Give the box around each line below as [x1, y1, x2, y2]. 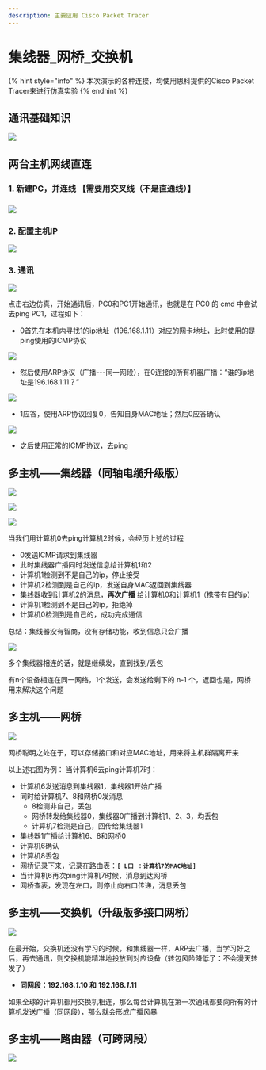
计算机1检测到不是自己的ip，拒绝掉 [19, 600, 133, 610]
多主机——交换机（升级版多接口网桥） [8, 906, 196, 919]
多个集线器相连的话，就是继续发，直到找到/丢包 [8, 659, 164, 668]
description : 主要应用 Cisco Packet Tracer [8, 11, 149, 20]
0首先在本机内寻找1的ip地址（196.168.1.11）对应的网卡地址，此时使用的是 [19, 326, 256, 335]
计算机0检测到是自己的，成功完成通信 [19, 610, 142, 619]
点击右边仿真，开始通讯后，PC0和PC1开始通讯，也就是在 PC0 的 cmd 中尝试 [8, 299, 258, 309]
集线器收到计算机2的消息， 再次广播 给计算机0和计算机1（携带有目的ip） [19, 590, 255, 599]
